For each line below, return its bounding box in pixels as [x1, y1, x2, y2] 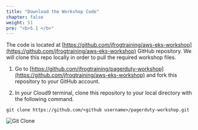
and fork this [146, 71, 177, 79]
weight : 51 [6, 19, 33, 25]
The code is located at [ [6, 41, 64, 48]
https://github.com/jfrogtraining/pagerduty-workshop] [31, 66, 164, 73]
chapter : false [6, 14, 44, 20]
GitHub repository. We [137, 48, 191, 55]
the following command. [14, 96, 74, 103]
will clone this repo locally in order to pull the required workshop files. [6, 54, 177, 61]
